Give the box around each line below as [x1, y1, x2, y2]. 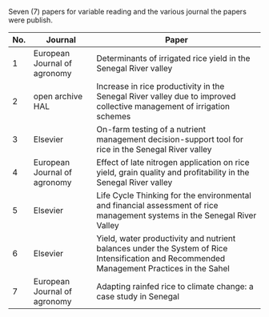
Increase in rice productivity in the [96, 81, 225, 91]
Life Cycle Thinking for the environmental [96, 190, 252, 201]
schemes [96, 111, 131, 122]
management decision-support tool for [96, 134, 244, 145]
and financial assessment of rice [96, 200, 219, 211]
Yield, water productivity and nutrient [96, 233, 236, 243]
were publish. [8, 15, 54, 25]
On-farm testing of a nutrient [96, 124, 207, 134]
